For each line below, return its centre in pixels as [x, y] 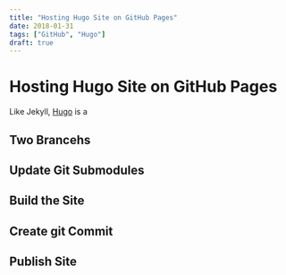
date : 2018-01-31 [42, 26]
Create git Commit [61, 231]
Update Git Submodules [77, 170]
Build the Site [47, 201]
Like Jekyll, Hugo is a [48, 112]
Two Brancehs [50, 140]
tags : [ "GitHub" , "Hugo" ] [57, 34]
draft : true [31, 43]
